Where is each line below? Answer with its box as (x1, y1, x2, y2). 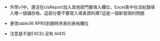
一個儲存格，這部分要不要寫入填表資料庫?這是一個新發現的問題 (18, 10, 145, 16)
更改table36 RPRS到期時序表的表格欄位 (9, 21, 89, 26)
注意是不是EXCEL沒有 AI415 (9, 31, 66, 36)
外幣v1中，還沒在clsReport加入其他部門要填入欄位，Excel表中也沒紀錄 (9, 4, 151, 10)
